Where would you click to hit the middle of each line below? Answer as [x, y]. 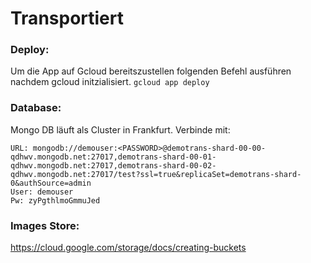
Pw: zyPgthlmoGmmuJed [55, 200]
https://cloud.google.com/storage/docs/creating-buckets [128, 248]
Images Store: [45, 225]
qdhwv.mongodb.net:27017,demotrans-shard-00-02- [113, 165]
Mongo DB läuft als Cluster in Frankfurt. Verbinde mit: [120, 129]
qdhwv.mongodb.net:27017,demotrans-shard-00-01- [113, 157]
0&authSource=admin [51, 183]
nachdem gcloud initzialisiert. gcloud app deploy [110, 82]
